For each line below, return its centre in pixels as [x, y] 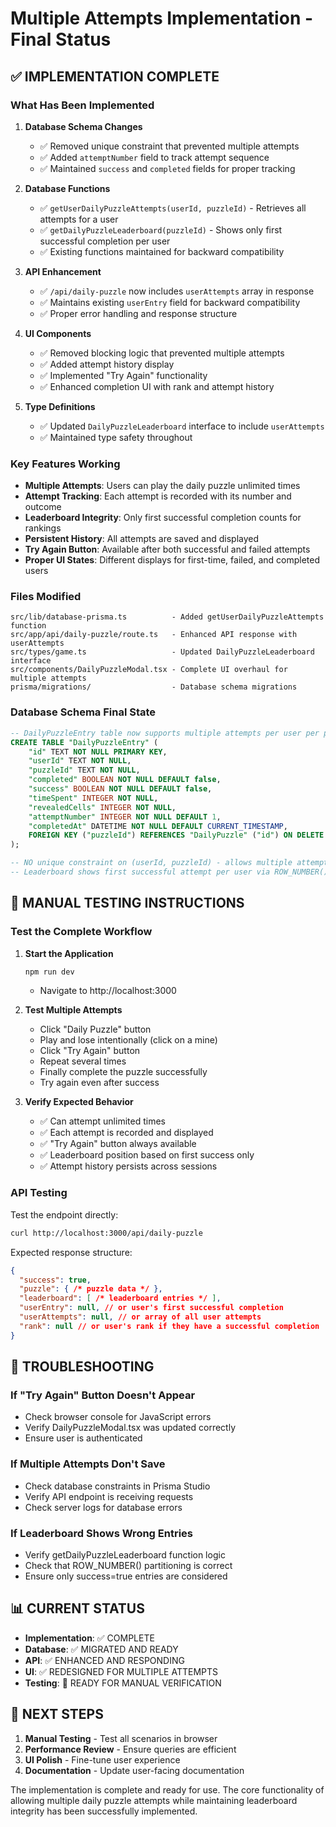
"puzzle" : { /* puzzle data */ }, [91, 1289]
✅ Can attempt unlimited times [102, 1121]
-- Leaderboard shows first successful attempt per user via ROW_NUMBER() [169, 872]
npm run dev [49, 972]
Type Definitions [60, 406]
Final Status [61, 39]
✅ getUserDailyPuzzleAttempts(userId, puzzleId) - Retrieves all [173, 208]
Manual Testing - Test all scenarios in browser [121, 1738]
